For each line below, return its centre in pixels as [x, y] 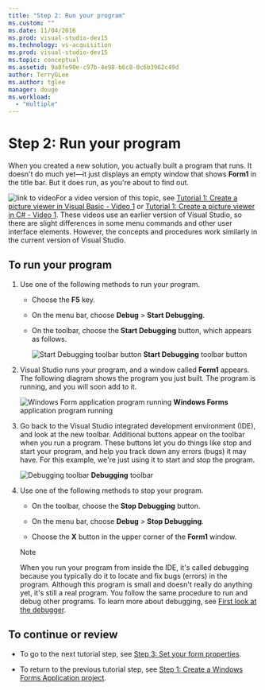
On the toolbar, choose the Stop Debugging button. [116, 506]
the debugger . [43, 610]
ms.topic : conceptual [44, 60]
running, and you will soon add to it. [78, 386]
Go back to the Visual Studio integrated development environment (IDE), [138, 425]
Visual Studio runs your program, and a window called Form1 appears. [134, 370]
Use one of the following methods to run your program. [110, 284]
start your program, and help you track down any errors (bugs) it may [133, 451]
